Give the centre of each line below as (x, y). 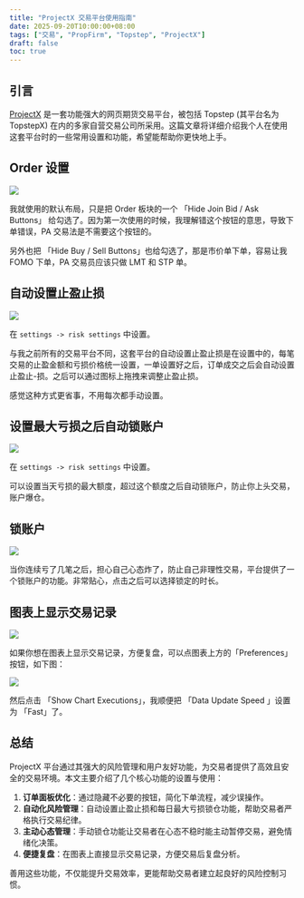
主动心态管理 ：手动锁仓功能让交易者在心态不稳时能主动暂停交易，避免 (153, 831)
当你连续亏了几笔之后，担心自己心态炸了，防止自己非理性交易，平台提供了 (148, 570)
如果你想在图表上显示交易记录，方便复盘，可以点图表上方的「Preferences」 (151, 653)
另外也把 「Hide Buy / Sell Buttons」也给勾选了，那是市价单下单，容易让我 (148, 250)
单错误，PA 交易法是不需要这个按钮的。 (83, 231)
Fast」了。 (47, 712)
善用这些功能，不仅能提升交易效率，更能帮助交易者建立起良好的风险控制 (144, 873)
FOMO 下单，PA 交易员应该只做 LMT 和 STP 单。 (101, 262)
